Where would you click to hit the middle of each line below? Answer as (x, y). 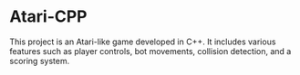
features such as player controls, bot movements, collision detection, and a (150, 51)
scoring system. (40, 61)
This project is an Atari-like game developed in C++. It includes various (143, 42)
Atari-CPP (48, 17)
